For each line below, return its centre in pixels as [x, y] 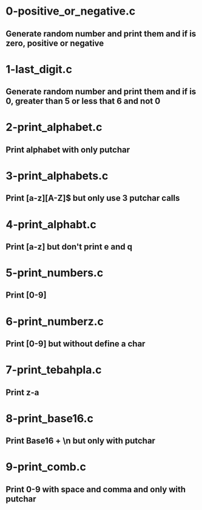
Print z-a [22, 392]
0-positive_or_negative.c [71, 11]
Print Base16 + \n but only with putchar [81, 441]
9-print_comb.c [46, 467]
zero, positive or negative [55, 43]
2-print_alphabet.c [54, 127]
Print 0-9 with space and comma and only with [96, 489]
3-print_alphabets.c [57, 176]
